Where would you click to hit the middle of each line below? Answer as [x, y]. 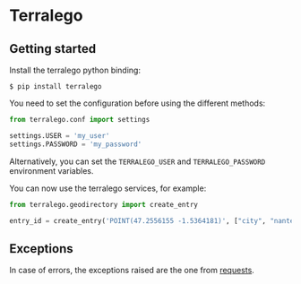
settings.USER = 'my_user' [60, 135]
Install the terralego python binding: [75, 70]
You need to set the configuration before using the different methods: [138, 103]
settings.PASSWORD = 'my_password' [76, 144]
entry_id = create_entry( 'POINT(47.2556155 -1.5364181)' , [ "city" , [138, 220]
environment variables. [52, 170]
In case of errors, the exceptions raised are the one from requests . [132, 271]
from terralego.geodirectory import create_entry [104, 204]
